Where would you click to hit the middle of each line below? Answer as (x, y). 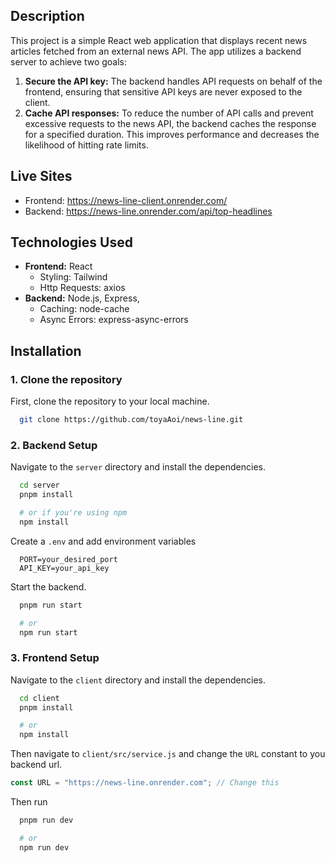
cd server (39, 485)
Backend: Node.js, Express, (82, 298)
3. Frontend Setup (55, 658)
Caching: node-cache (84, 309)
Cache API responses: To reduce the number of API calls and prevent (169, 113)
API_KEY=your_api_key (64, 568)
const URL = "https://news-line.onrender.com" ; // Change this (145, 783)
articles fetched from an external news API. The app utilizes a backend (156, 51)
